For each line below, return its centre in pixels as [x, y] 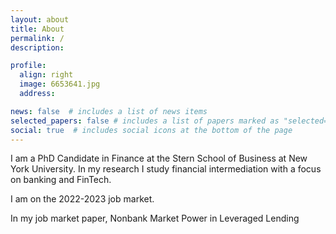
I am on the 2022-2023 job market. [82, 199]
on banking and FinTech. [61, 180]
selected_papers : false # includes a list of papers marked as [145, 121]
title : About [37, 29]
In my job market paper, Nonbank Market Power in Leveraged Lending [155, 218]
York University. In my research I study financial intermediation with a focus [166, 169]
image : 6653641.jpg [60, 84]
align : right [46, 75]
